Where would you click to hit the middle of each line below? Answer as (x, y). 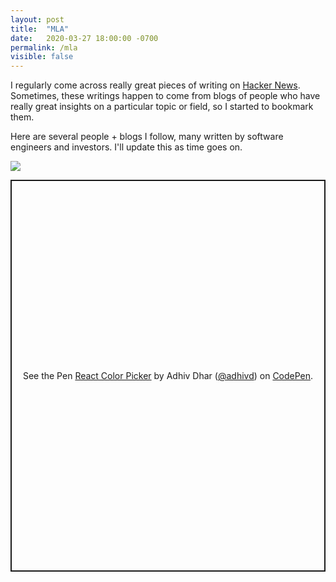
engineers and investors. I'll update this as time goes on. (126, 147)
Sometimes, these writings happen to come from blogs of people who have (165, 96)
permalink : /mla (44, 47)
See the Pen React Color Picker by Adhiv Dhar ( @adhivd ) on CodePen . (168, 376)
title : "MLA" (40, 29)
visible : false (42, 57)
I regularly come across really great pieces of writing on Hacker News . (155, 85)
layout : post (37, 19)
